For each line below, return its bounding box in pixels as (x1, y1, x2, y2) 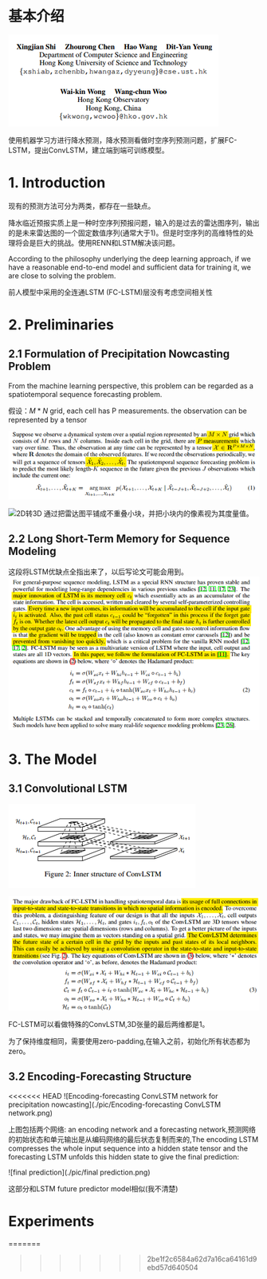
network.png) (8, 1108, 53, 1117)
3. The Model (8, 750, 97, 768)
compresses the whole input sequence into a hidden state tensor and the (8, 1143, 249, 1153)
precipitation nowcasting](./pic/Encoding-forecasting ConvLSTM (8, 1100, 222, 1109)
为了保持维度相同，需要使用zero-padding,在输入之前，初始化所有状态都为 (8, 1036, 251, 1045)
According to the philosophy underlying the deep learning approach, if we (8, 254, 251, 263)
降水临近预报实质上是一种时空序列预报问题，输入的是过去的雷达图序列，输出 (8, 218, 260, 227)
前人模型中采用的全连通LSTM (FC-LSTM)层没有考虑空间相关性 (8, 287, 214, 297)
